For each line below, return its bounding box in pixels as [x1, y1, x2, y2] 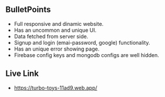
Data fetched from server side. [14, 32, 89, 40]
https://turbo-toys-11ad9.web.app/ [14, 84, 97, 91]
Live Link [5, 69, 39, 79]
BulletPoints [5, 5, 51, 15]
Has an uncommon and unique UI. [14, 26, 97, 34]
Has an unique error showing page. [14, 45, 100, 52]
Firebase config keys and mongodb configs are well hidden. [14, 51, 160, 58]
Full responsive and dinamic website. [14, 20, 104, 27]
